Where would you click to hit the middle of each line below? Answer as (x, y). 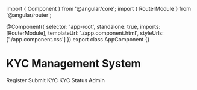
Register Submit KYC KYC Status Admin (56, 80)
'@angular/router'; (29, 15)
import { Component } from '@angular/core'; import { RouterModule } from (99, 9)
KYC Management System (73, 64)
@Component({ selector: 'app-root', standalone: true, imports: (83, 27)
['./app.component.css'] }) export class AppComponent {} (78, 39)
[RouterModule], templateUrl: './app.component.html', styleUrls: (85, 33)
